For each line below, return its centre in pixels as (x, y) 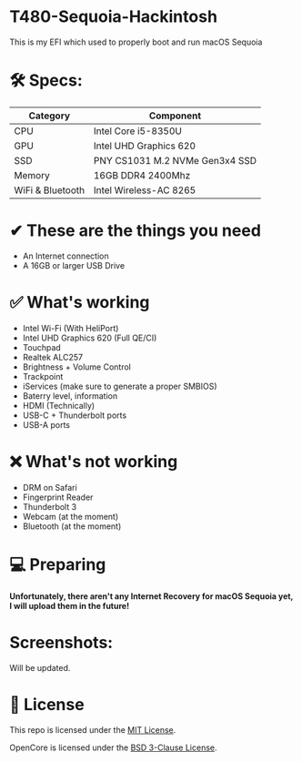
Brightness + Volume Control (77, 367)
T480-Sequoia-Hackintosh (114, 17)
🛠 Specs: (46, 81)
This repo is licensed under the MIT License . (93, 729)
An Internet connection (65, 256)
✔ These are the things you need (136, 231)
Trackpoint (43, 376)
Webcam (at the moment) (70, 516)
